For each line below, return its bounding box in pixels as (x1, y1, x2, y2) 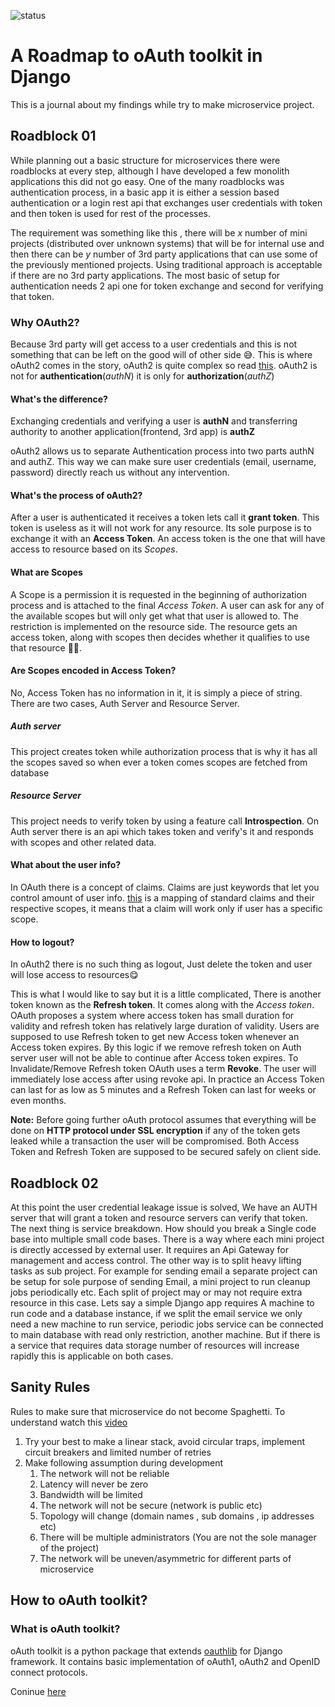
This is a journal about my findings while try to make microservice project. (10, 98, 315, 110)
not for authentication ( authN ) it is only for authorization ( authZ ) (10, 370, 275, 382)
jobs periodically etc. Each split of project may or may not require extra (10, 1286, 303, 1299)
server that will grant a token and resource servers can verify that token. (10, 1212, 308, 1224)
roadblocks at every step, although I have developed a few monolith (10, 165, 290, 177)
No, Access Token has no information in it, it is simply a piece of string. (10, 686, 303, 699)
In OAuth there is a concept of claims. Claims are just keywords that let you (10, 881, 320, 893)
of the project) (39, 1541, 100, 1554)
